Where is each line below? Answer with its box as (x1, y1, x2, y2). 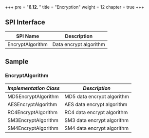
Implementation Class (7, 85, 60, 92)
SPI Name (16, 33, 39, 39)
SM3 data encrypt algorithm (64, 117, 129, 123)
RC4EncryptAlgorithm (7, 109, 57, 116)
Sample (5, 58, 29, 66)
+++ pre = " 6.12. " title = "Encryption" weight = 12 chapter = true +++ (5, 4, 145, 10)
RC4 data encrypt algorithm (64, 109, 128, 116)
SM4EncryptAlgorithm (7, 124, 58, 131)
